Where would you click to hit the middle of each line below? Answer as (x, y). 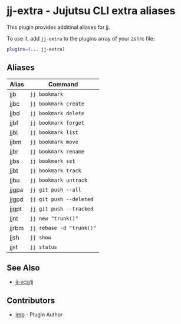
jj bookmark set (52, 161)
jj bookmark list (54, 132)
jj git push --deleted (62, 199)
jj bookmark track (56, 171)
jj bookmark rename (57, 151)
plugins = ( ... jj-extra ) (36, 49)
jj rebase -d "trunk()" (63, 228)
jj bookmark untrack (59, 180)
